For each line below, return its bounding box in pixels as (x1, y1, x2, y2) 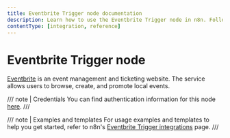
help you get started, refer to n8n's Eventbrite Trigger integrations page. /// (7, 123, 219, 131)
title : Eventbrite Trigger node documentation (7, 10, 142, 17)
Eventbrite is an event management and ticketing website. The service (7, 74, 205, 83)
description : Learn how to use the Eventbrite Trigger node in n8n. (7, 16, 207, 23)
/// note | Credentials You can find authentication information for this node (7, 95, 216, 103)
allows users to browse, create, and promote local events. (7, 82, 170, 90)
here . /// (7, 102, 30, 111)
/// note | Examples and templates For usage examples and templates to (7, 115, 210, 124)
